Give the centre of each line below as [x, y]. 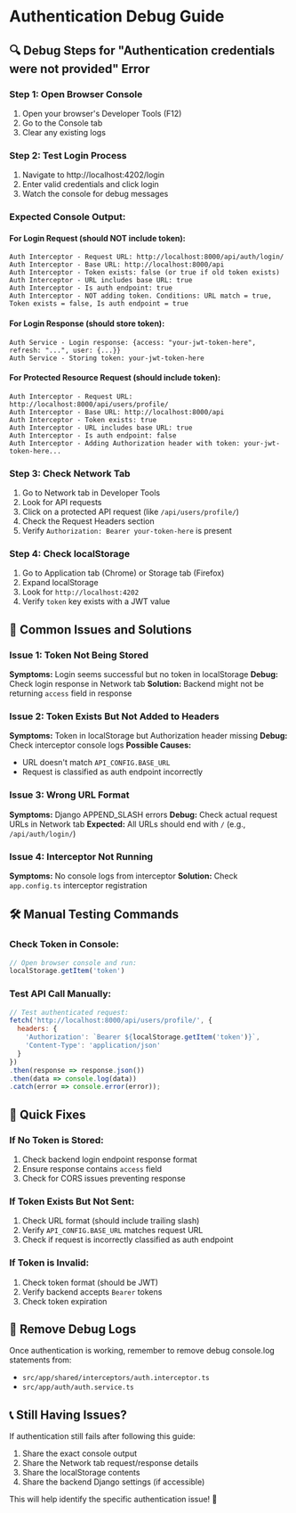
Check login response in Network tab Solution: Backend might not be [136, 683]
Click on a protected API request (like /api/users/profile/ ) [131, 511]
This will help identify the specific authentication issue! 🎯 [113, 1500]
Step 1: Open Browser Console [76, 94]
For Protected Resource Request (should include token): [115, 378]
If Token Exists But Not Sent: [72, 1201]
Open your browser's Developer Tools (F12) [102, 113]
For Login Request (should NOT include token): [97, 238]
